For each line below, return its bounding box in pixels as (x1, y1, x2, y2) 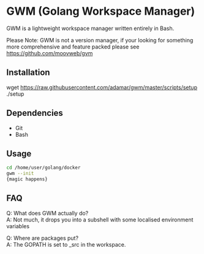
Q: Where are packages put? (6, 234, 78, 242)
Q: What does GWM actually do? (6, 209, 89, 217)
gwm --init (6, 171, 34, 177)
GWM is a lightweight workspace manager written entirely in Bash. (6, 25, 175, 32)
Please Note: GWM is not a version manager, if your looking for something (6, 36, 194, 44)
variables (6, 222, 29, 229)
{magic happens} (6, 176, 48, 182)
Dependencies (6, 108, 63, 118)
